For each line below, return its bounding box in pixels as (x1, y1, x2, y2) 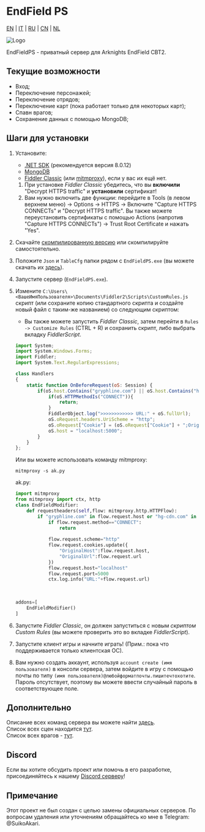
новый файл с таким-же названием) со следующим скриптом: (15, 305, 179, 313)
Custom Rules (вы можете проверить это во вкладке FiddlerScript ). (15, 628, 190, 635)
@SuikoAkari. (6, 820, 40, 827)
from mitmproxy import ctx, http (15, 496, 101, 503)
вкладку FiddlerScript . (24, 331, 81, 338)
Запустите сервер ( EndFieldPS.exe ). (15, 275, 108, 283)
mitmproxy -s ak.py (15, 468, 65, 474)
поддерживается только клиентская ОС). (15, 646, 124, 654)
